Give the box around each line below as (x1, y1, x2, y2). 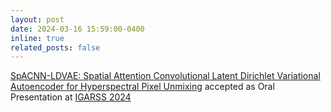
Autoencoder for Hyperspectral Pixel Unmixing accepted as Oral (10, 81, 275, 93)
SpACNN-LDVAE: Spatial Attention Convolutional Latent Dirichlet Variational (10, 70, 321, 82)
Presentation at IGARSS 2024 (10, 91, 132, 103)
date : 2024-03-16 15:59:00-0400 (10, 24, 145, 34)
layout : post (10, 14, 65, 25)
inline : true (10, 33, 65, 43)
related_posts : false (10, 42, 101, 53)
